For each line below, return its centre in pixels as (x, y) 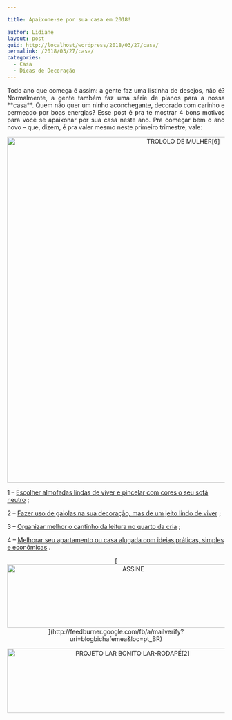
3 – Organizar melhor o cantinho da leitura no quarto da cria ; (94, 526)
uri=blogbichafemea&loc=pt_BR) (116, 639)
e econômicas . (29, 547)
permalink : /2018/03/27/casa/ (51, 52)
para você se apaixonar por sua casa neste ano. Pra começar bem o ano (116, 120)
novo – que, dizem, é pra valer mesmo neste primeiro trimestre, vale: (105, 127)
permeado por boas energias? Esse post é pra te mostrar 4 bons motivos (116, 112)
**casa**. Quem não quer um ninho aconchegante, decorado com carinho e (116, 105)
